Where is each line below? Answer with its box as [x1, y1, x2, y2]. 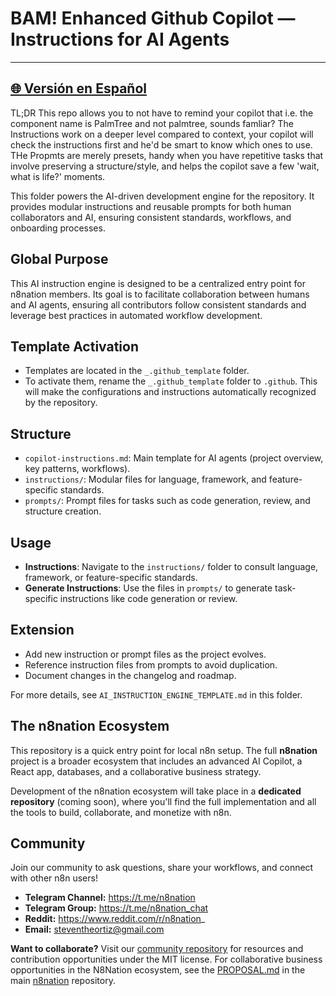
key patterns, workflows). [24, 463, 131, 475]
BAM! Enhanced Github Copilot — [10, 7, 296, 30]
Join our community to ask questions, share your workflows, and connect [10, 862, 314, 874]
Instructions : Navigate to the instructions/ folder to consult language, [24, 561, 319, 572]
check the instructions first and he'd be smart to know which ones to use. [10, 138, 313, 151]
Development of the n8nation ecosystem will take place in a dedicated [10, 785, 302, 797]
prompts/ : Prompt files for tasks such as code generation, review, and [24, 495, 311, 507]
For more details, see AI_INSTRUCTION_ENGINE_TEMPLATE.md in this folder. [10, 688, 303, 701]
